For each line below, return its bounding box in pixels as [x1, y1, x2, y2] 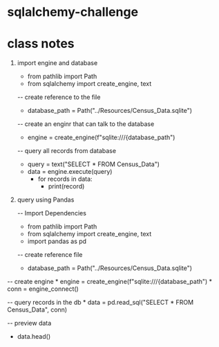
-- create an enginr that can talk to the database [17, 120, 155, 128]
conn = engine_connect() [7, 285, 79, 293]
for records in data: [37, 175, 93, 184]
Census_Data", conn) [7, 305, 68, 314]
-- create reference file [17, 251, 83, 259]
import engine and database [17, 59, 98, 67]
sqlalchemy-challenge [7, 4, 139, 20]
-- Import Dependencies [17, 209, 86, 217]
